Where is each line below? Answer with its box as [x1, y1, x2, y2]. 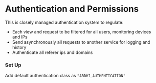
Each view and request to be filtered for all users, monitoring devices [12, 29, 151, 34]
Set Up [5, 62, 22, 68]
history [12, 44, 27, 50]
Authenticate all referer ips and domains [12, 50, 93, 55]
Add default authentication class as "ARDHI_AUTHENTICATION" [5, 73, 126, 79]
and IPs [12, 34, 28, 40]
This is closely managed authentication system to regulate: [5, 19, 124, 25]
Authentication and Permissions [5, 3, 139, 15]
